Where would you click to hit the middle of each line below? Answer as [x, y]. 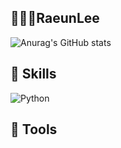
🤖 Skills [33, 74]
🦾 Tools [34, 129]
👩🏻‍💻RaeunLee [55, 18]
